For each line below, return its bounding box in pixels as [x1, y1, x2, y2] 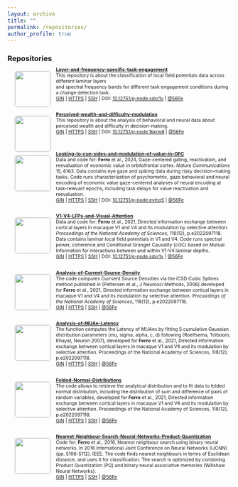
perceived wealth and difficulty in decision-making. [55, 123, 169, 130]
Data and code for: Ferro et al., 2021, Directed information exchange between [55, 219, 226, 226]
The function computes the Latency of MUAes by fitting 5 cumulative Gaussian [55, 326, 229, 333]
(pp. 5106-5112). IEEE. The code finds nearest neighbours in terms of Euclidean [55, 451, 229, 458]
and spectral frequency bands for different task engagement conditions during [55, 83, 229, 90]
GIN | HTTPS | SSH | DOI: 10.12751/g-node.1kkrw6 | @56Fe [55, 128, 185, 136]
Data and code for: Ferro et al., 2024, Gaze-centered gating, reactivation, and [55, 156, 227, 163]
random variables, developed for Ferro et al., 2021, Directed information [55, 394, 214, 401]
